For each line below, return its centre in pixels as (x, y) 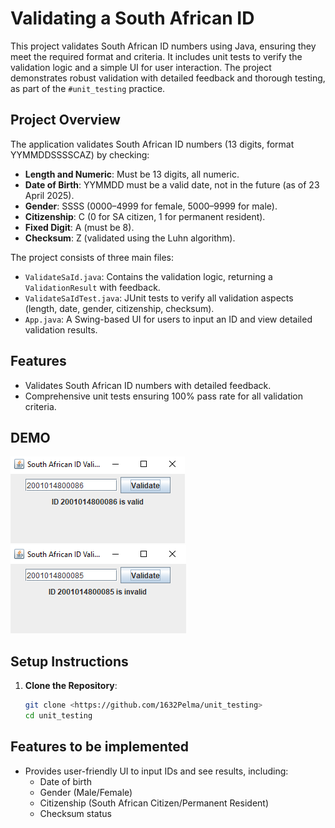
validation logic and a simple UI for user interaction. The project (141, 67)
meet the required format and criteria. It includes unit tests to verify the (156, 56)
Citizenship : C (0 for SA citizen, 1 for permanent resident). (145, 216)
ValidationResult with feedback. (92, 287)
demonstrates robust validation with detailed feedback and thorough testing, (168, 78)
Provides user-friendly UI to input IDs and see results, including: (156, 771)
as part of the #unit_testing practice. (88, 88)
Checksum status (75, 813)
